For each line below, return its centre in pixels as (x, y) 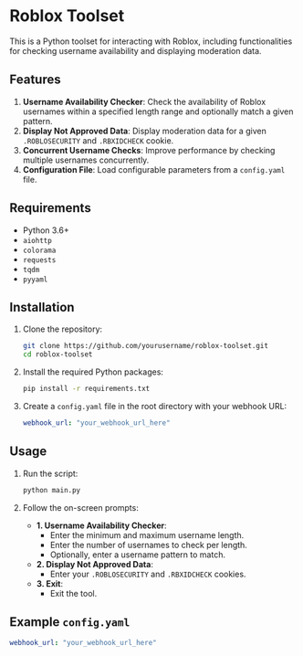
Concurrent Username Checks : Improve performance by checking (149, 150)
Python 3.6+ (46, 230)
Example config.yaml (70, 622)
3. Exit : (50, 583)
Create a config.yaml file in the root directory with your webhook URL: (155, 406)
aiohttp (37, 240)
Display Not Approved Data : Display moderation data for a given (144, 131)
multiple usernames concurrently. (86, 160)
